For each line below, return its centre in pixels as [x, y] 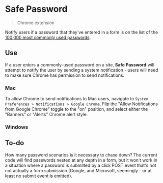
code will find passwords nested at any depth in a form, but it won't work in [81, 160]
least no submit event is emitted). [39, 176]
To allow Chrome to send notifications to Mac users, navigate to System [77, 99]
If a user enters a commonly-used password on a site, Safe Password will [80, 64]
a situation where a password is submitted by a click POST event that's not [81, 165]
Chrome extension [36, 23]
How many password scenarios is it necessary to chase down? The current [81, 155]
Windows [17, 127]
